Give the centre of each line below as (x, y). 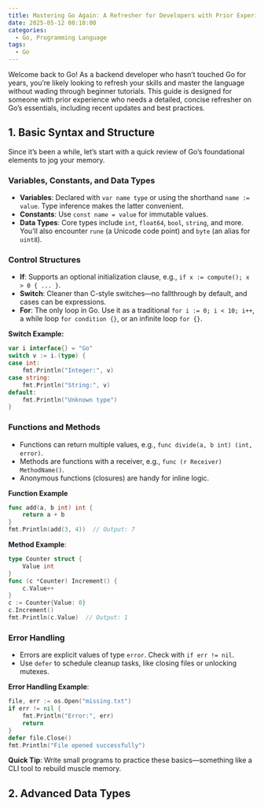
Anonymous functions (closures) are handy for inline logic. (114, 478)
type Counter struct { (45, 559)
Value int (38, 566)
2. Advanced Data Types (70, 793)
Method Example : (37, 545)
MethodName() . (42, 469)
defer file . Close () (40, 738)
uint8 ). (31, 239)
